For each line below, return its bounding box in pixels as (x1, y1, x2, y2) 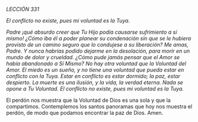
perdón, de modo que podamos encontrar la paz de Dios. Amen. (6, 110, 164, 116)
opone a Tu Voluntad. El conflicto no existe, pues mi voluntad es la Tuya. (6, 85, 184, 92)
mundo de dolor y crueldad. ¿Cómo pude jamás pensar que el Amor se (6, 54, 180, 60)
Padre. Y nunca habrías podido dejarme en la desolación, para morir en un (6, 47, 190, 54)
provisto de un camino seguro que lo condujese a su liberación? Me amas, (6, 41, 189, 48)
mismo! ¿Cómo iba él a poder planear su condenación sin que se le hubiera (6, 35, 191, 41)
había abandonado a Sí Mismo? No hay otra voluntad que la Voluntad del (6, 60, 187, 67)
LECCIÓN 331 (6, 6, 40, 12)
